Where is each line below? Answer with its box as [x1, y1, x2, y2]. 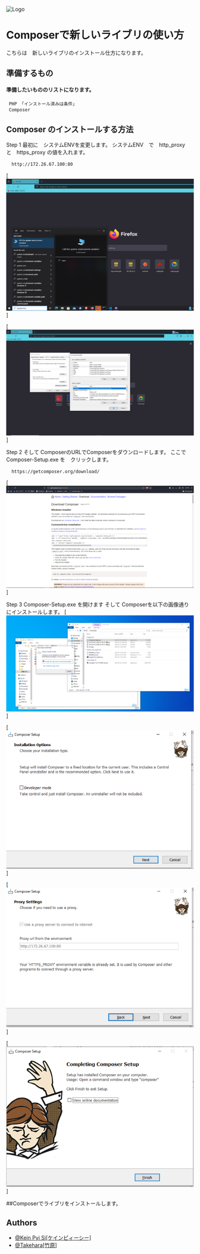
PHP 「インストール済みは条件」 [8, 101, 77, 107]
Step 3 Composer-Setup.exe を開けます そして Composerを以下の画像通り [6, 601, 189, 608]
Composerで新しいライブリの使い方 [6, 29, 185, 42]
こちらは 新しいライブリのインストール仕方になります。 [6, 49, 147, 56]
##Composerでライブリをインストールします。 [6, 1200, 121, 1207]
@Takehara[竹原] [14, 1241, 58, 1249]
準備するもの [6, 69, 54, 79]
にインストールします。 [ [6, 608, 67, 615]
